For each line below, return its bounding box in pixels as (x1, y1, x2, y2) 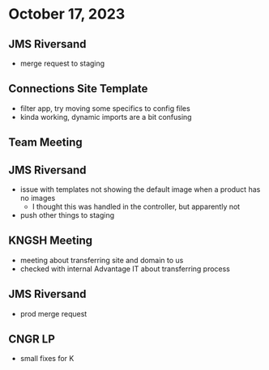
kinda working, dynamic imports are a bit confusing (19, 112, 192, 121)
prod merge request (19, 308, 88, 318)
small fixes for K (19, 354, 75, 364)
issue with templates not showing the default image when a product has (19, 185, 261, 194)
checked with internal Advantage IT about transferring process (19, 264, 231, 274)
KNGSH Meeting (8, 234, 93, 248)
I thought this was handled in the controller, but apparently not (32, 202, 241, 211)
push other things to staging (19, 211, 115, 220)
